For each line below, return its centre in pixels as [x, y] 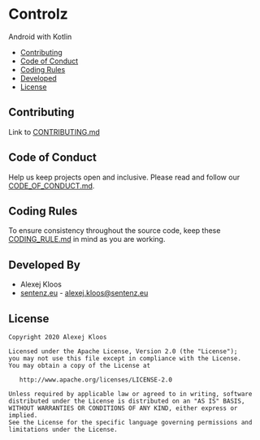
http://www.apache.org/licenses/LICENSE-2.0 [96, 380]
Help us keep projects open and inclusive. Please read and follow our [124, 177]
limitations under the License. [63, 429]
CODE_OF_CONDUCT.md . [52, 185]
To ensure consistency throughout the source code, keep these [115, 231]
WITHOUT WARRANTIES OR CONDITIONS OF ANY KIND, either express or [123, 408]
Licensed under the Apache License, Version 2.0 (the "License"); [123, 352]
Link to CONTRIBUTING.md [54, 132]
